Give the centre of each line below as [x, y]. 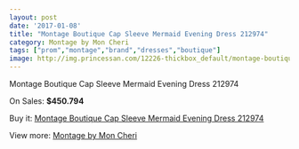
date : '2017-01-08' [45, 26]
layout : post [33, 17]
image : [21, 59]
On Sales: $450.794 [47, 101]
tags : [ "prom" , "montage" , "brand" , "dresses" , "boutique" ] [115, 51]
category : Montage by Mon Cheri [69, 42]
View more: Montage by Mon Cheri [73, 135]
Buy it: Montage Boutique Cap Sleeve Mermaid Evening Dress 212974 [137, 118]
